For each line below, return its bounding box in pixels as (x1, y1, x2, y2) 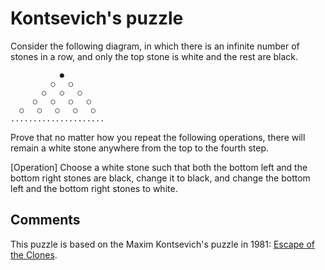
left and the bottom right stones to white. (10, 182, 178, 194)
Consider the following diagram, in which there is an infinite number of (10, 40, 300, 52)
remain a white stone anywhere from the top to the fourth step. (10, 142, 270, 154)
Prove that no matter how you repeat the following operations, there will (10, 131, 306, 143)
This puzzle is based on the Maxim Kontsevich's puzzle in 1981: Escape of (10, 238, 315, 250)
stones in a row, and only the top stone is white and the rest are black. (10, 50, 299, 62)
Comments (10, 212, 81, 229)
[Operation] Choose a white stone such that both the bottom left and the (10, 161, 308, 173)
